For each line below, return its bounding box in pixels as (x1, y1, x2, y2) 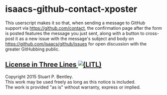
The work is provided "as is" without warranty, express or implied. (5, 84, 141, 90)
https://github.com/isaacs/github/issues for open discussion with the (5, 41, 147, 47)
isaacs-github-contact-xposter (5, 3, 138, 15)
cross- (145, 30, 160, 36)
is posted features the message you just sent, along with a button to (5, 30, 145, 36)
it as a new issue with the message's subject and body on (15, 36, 134, 42)
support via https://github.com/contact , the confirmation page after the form (5, 25, 162, 31)
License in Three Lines (5, 60, 77, 69)
